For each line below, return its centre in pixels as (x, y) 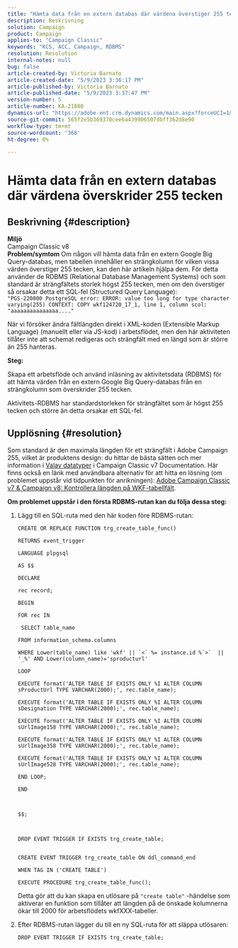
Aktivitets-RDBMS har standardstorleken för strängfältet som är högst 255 (115, 403)
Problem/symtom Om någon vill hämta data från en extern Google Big (110, 254)
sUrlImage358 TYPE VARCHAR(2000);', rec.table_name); (98, 746)
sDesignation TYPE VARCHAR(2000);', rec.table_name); (98, 709)
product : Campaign (34, 34)
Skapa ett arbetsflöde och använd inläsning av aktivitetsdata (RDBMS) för (114, 374)
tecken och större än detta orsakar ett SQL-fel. (75, 411)
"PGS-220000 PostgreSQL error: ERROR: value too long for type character (119, 299)
